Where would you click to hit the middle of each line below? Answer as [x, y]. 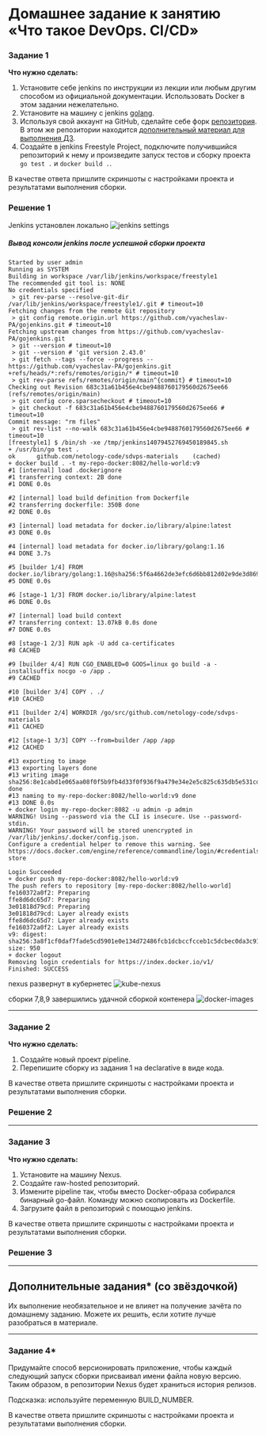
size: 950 [25, 948]
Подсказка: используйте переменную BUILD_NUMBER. [101, 1400]
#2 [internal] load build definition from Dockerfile [99, 498]
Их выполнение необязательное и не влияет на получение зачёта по [125, 1305]
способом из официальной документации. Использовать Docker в [132, 97]
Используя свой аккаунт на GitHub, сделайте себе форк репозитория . [138, 122]
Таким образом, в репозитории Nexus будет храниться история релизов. [132, 1385]
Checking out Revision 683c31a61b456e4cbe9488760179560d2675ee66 [118, 387]
